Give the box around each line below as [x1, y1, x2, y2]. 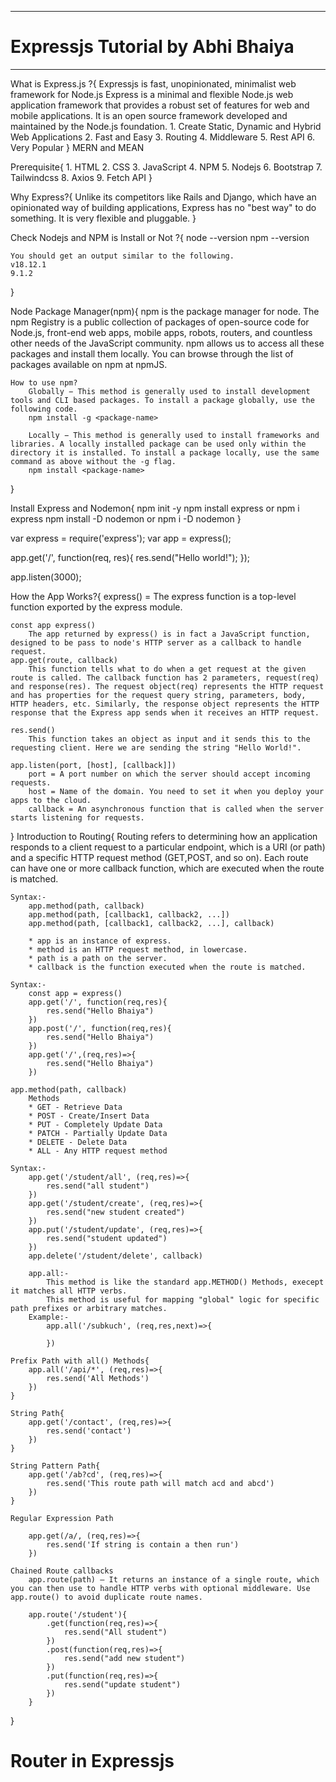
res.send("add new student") [63, 1653, 186, 1663]
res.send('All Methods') [46, 1373, 150, 1383]
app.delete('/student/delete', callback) [28, 1251, 203, 1261]
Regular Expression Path [10, 1513, 114, 1523]
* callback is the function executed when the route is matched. [28, 962, 307, 972]
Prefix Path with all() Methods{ [10, 1356, 150, 1366]
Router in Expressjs [10, 1750, 175, 1773]
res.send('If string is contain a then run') [46, 1539, 240, 1550]
